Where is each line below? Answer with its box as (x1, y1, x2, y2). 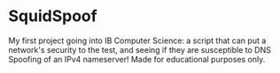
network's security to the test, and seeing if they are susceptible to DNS (8, 44, 271, 55)
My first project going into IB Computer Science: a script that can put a (8, 35, 267, 46)
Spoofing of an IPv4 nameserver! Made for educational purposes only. (8, 54, 266, 64)
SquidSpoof (8, 6, 98, 26)
